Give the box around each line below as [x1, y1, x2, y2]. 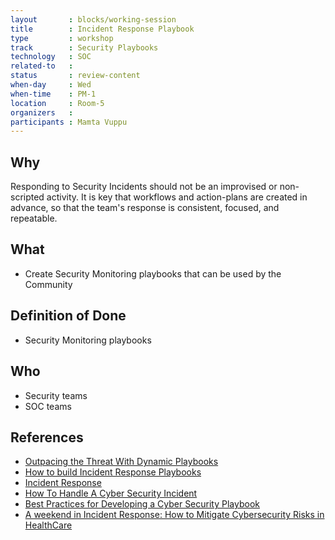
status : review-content [10, 71, 141, 81]
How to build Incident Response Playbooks [24, 466, 202, 478]
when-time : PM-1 [10, 89, 97, 99]
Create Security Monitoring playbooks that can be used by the [24, 267, 282, 280]
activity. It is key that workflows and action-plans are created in [46, 191, 308, 203]
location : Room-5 [10, 98, 105, 108]
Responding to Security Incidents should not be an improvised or [10, 181, 278, 193]
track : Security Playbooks [10, 42, 159, 53]
